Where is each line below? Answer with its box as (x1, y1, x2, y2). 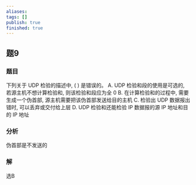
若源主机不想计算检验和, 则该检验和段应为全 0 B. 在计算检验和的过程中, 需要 (6, 89, 189, 96)
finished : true (6, 25, 43, 31)
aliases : (6, 8, 28, 15)
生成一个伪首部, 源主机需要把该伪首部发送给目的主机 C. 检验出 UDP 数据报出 (6, 96, 191, 103)
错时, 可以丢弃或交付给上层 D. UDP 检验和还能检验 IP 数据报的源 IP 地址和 (6, 103, 183, 110)
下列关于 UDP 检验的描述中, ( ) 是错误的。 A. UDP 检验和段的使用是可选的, (6, 82, 185, 89)
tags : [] (6, 14, 28, 20)
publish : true (6, 19, 41, 25)
